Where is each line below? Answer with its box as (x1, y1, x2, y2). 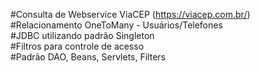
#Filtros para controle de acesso (10, 40, 145, 52)
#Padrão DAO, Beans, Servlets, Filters (10, 51, 166, 63)
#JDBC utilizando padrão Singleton (10, 30, 155, 41)
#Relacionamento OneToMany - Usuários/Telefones (10, 19, 223, 31)
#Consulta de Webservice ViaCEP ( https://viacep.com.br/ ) (10, 9, 251, 20)
